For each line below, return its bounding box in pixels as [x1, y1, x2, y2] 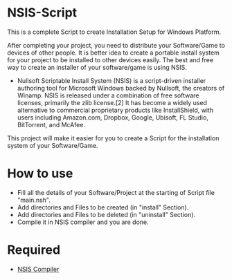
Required [7, 242, 61, 258]
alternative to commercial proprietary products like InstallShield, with [17, 106, 214, 114]
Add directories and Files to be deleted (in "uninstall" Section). [17, 210, 196, 218]
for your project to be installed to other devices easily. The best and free [7, 55, 213, 64]
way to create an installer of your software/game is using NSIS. [7, 63, 187, 71]
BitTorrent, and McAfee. [17, 120, 85, 129]
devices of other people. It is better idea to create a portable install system [7, 48, 220, 57]
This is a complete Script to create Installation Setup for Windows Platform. [7, 28, 222, 36]
